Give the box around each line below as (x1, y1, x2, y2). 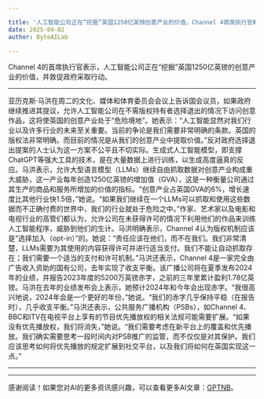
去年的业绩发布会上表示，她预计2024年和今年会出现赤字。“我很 (42, 283, 249, 292)
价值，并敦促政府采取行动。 (21, 72, 112, 82)
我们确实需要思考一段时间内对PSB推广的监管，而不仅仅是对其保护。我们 (21, 331, 256, 342)
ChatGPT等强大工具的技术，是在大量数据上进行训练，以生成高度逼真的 (8, 155, 237, 165)
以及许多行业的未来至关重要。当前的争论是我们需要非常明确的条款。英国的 (14, 126, 256, 135)
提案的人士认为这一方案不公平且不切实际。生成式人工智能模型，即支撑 (14, 145, 242, 155)
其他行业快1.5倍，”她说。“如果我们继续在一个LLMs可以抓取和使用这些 (21, 194, 244, 204)
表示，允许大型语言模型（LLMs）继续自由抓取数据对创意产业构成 (35, 165, 246, 174)
